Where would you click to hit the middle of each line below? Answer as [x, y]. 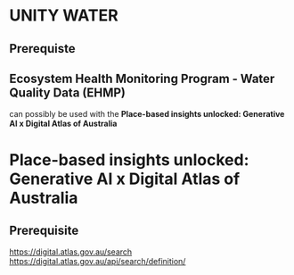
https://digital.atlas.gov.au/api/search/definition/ [98, 262]
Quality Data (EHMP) [68, 92]
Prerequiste [42, 49]
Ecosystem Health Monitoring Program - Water [142, 78]
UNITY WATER [64, 16]
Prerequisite [44, 230]
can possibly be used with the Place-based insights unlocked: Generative [147, 114]
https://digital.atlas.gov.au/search [71, 252]
